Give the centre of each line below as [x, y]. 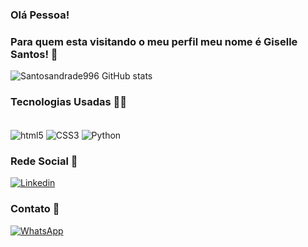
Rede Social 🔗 [44, 161]
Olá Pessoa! [40, 15]
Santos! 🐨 [34, 54]
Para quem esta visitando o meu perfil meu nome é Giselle [154, 41]
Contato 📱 [35, 209]
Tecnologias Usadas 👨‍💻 [68, 102]
